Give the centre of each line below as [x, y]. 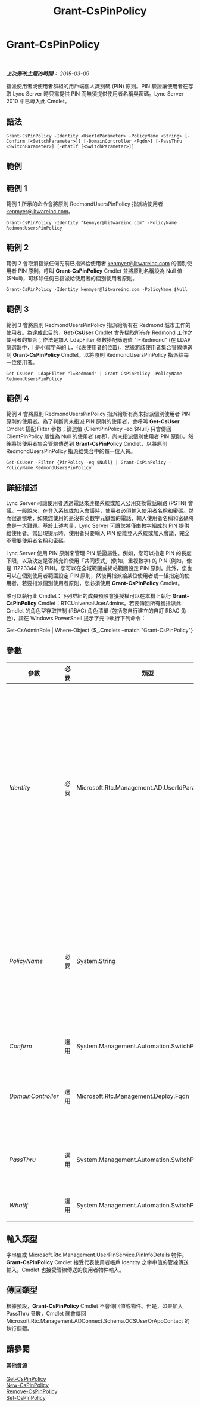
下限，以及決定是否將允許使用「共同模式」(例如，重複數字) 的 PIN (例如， [96, 561]
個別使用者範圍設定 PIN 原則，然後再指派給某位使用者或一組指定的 [103, 576]
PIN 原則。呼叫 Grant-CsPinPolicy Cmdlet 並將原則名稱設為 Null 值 [100, 271]
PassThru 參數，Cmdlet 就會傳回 [46, 1313]
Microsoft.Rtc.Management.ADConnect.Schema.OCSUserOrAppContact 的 [98, 1321]
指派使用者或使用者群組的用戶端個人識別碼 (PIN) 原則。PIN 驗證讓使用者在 [97, 86]
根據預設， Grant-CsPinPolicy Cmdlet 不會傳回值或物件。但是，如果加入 [95, 1306]
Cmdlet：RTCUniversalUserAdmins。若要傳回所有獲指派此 [110, 603]
